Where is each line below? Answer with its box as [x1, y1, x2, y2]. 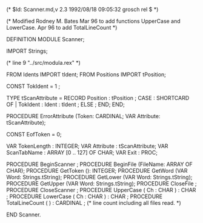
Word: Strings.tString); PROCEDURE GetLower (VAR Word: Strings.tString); [6, 173, 193, 181]
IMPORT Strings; [6, 47, 48, 55]
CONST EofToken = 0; [6, 131, 62, 138]
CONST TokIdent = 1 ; [6, 82, 61, 90]
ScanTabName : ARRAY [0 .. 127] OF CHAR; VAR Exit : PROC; [6, 149, 158, 156]
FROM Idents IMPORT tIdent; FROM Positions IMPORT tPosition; [6, 71, 167, 78]
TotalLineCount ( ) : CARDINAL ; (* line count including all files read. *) [6, 199, 182, 206]
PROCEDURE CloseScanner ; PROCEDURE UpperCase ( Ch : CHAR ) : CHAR [6, 187, 196, 193]
